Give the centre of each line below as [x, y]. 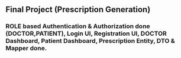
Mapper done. [26, 48]
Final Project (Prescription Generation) [78, 10]
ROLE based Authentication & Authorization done [78, 26]
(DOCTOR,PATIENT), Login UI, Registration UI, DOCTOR [86, 33]
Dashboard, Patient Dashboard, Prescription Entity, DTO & [90, 41]
